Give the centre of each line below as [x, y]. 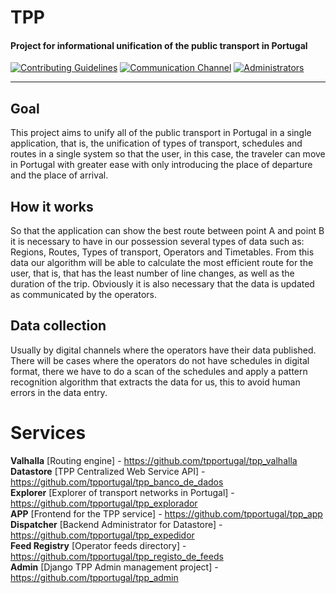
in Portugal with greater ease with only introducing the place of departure [161, 165]
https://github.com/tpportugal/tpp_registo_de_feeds [117, 556]
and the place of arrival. [59, 175]
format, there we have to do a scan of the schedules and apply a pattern [159, 371]
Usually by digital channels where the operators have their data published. [163, 350]
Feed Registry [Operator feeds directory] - [98, 545]
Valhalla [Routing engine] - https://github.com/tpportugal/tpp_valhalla [154, 460]
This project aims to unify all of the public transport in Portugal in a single [161, 133]
